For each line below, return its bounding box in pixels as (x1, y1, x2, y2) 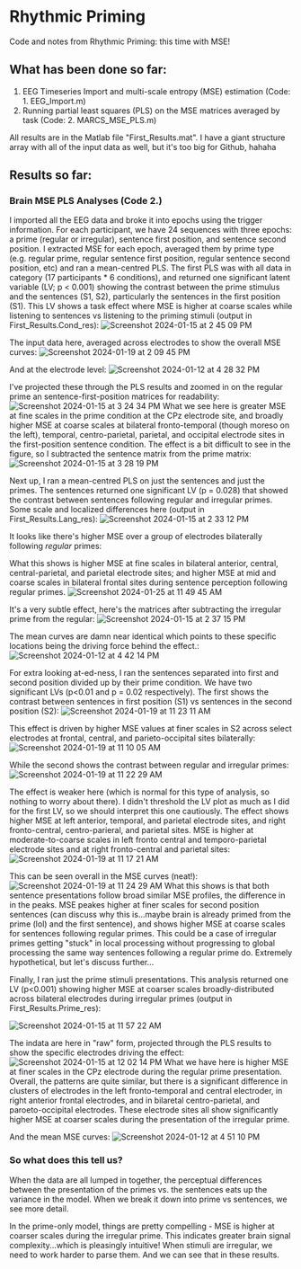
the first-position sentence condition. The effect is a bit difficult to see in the (9, 439, 291, 450)
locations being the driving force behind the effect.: (9, 641, 199, 652)
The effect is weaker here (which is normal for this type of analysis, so (9, 786, 270, 797)
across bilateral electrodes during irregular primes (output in (9, 993, 233, 1004)
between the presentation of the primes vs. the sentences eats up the (9, 1184, 268, 1194)
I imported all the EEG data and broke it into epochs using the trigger (9, 215, 263, 226)
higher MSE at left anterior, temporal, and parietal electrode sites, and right (9, 815, 286, 826)
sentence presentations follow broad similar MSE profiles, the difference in (9, 890, 286, 901)
